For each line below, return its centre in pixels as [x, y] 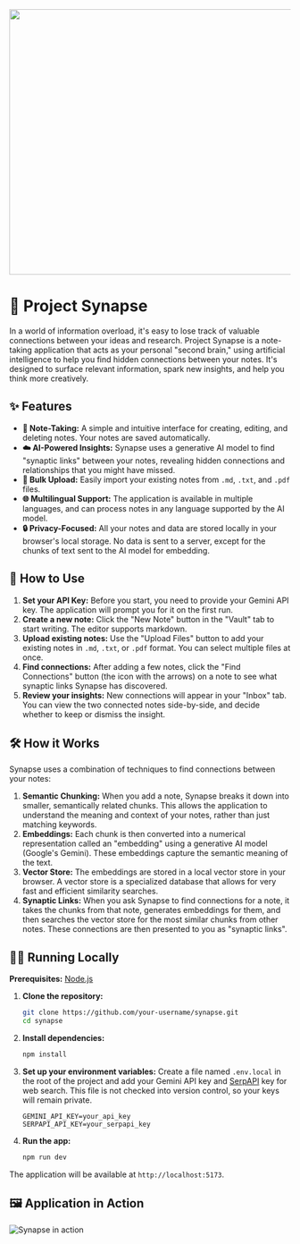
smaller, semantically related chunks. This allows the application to [145, 806]
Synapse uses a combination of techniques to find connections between [142, 769]
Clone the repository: [62, 996]
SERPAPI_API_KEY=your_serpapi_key [86, 1124]
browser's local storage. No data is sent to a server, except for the [144, 541]
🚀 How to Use [47, 579]
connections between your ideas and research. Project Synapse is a [134, 340]
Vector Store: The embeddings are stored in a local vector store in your [154, 872]
